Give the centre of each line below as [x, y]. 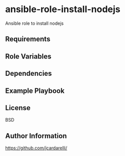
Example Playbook [35, 91]
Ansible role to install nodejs [35, 23]
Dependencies [28, 73]
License [18, 108]
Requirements [28, 39]
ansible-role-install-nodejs [63, 9]
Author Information [36, 136]
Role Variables [28, 56]
